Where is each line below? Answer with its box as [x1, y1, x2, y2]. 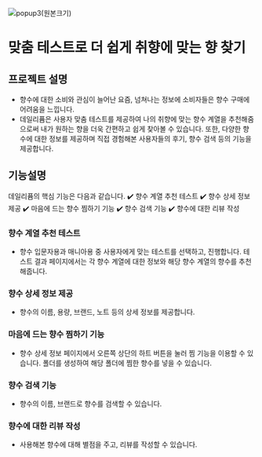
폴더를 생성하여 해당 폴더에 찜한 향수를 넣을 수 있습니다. [42, 358, 213, 367]
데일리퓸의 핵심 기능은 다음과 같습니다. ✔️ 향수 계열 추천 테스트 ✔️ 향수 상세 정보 [8, 191, 251, 200]
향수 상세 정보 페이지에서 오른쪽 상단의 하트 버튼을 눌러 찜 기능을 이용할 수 [19, 348, 246, 357]
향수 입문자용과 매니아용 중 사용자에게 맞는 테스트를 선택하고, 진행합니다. [19, 247, 242, 257]
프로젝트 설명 [8, 72, 68, 86]
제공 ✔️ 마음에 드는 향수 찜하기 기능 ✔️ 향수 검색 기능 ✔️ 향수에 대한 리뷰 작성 [8, 203, 240, 213]
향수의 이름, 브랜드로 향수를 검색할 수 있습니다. [19, 399, 162, 408]
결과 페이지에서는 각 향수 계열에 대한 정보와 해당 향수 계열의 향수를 [34, 257, 238, 266]
